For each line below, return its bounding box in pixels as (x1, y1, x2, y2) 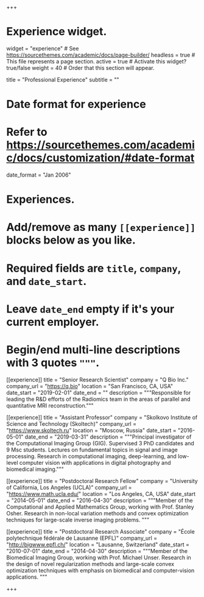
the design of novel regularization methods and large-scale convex (6, 560, 175, 567)
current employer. (6, 315, 99, 329)
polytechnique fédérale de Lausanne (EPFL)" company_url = (6, 534, 157, 542)
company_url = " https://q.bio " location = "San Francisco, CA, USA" (6, 382, 174, 390)
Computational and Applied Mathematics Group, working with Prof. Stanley (6, 503, 194, 510)
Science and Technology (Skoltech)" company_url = (6, 420, 137, 427)
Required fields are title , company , (6, 261, 181, 275)
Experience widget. (6, 25, 107, 38)
